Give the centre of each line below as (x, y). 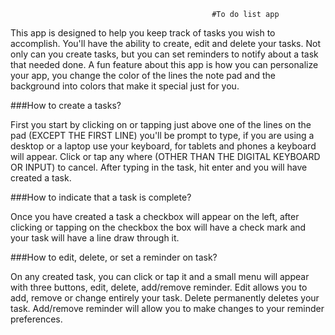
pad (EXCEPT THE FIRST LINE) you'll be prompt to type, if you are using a (162, 135)
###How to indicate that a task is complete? (101, 197)
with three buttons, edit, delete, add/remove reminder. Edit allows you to (159, 287)
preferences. (36, 319)
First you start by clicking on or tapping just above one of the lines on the (161, 124)
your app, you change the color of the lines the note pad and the (143, 75)
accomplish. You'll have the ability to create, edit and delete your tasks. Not (165, 43)
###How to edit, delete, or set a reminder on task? (114, 257)
